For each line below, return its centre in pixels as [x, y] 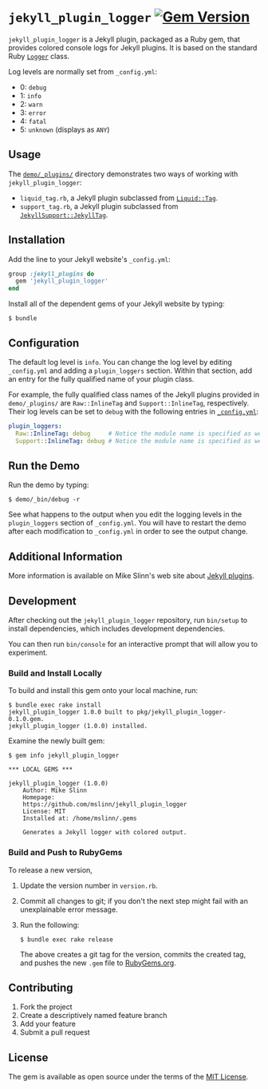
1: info [31, 95]
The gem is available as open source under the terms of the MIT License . [128, 1077]
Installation [37, 240]
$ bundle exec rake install [55, 705]
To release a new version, [51, 869]
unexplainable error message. [69, 909]
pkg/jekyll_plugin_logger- [181, 712]
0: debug [33, 87]
